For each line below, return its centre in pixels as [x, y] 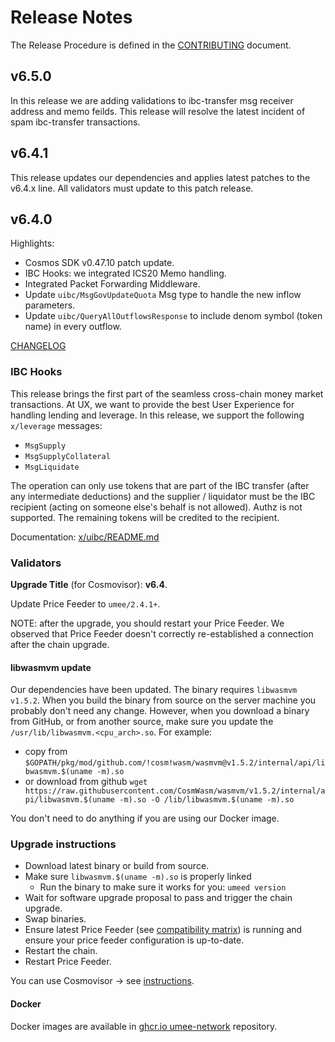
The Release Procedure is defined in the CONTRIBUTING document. [151, 45]
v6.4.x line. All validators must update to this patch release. [132, 188]
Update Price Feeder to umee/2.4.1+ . [85, 603]
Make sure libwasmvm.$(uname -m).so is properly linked [138, 877]
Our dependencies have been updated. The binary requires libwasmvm [154, 690]
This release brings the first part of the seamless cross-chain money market [167, 393]
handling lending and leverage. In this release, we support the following [157, 415]
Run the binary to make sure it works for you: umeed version [163, 887]
